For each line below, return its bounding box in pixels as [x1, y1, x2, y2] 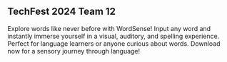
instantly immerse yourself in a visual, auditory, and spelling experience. [7, 32, 220, 40]
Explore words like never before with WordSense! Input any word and [7, 24, 211, 32]
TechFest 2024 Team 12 [7, 6, 116, 18]
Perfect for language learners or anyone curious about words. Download [7, 39, 221, 48]
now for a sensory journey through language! [7, 46, 141, 55]
